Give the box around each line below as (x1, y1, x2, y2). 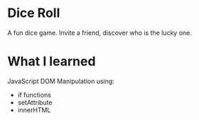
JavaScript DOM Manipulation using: (7, 77, 115, 85)
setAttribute (17, 98, 53, 107)
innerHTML (17, 105, 51, 114)
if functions (17, 90, 52, 99)
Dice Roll (7, 5, 60, 21)
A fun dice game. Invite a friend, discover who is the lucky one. (7, 28, 192, 37)
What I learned (7, 53, 96, 70)
